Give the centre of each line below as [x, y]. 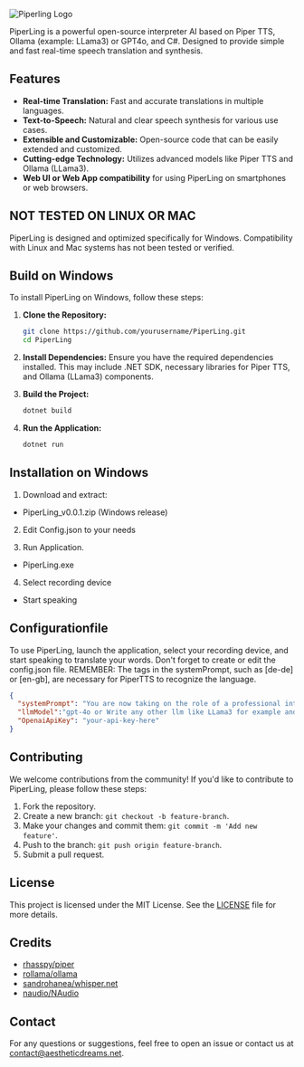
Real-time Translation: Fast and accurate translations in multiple [143, 100]
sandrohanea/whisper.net [70, 984]
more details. [34, 914]
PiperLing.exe [48, 565]
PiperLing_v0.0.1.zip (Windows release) [95, 512]
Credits [31, 943]
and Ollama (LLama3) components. [88, 376]
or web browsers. [55, 187]
